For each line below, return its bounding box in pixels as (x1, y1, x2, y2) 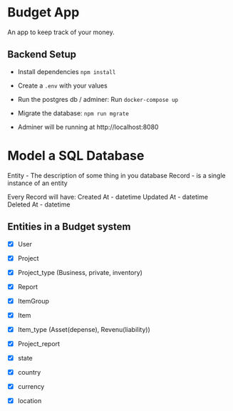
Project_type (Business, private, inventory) (17, 268, 143, 276)
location (17, 397, 42, 405)
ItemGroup (17, 296, 50, 305)
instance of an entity (7, 179, 68, 187)
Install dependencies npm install (17, 67, 116, 76)
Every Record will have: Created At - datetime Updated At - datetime (7, 192, 209, 201)
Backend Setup (7, 48, 77, 61)
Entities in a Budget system (7, 221, 131, 233)
